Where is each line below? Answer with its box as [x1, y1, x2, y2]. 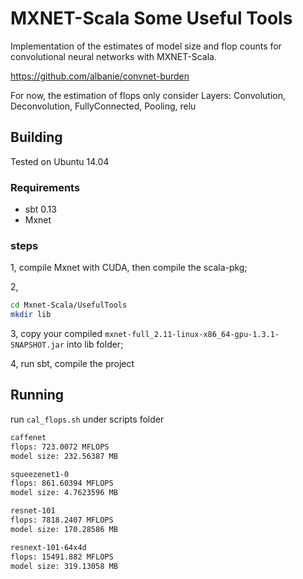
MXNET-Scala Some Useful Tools [10, 7, 293, 30]
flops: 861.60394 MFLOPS [10, 478, 114, 489]
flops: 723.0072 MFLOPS [10, 442, 110, 452]
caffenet [10, 432, 47, 442]
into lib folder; [66, 338, 124, 351]
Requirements [10, 180, 81, 194]
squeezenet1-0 [10, 469, 70, 479]
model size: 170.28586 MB [10, 524, 118, 534]
